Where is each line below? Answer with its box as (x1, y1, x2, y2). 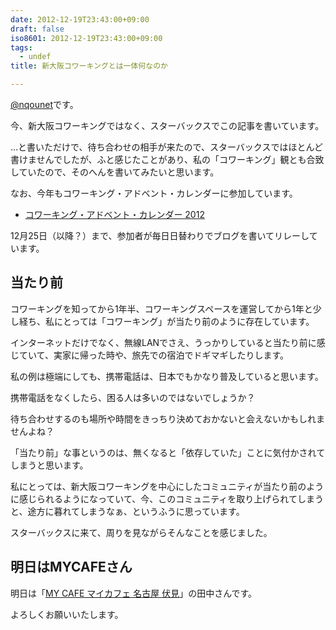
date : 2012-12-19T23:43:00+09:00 (10, 14, 150, 25)
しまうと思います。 (10, 459, 89, 471)
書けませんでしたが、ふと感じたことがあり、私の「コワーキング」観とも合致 (10, 154, 325, 165)
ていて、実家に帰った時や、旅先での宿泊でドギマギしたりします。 (18, 349, 290, 361)
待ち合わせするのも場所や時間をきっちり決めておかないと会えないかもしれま (10, 412, 326, 425)
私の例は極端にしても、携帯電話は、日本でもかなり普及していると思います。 (10, 370, 324, 382)
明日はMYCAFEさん (10, 559, 133, 576)
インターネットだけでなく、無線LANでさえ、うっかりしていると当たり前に (10, 336, 317, 348)
